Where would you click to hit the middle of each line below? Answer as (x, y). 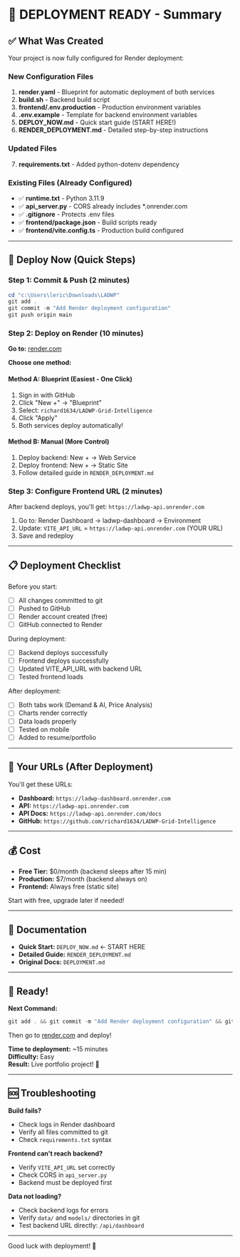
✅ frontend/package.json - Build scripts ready (88, 222)
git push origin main (40, 315)
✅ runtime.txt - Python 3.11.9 (61, 198)
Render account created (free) (63, 616)
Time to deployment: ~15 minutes (58, 1048)
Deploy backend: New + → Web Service (77, 457)
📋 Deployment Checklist (64, 566)
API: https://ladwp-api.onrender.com (73, 806)
